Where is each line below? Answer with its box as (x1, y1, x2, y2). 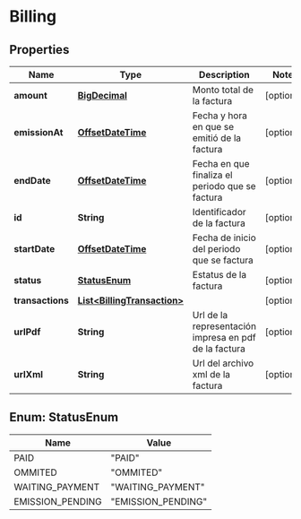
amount (13, 90, 47, 101)
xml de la (192, 368, 231, 380)
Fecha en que (192, 158, 250, 169)
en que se (192, 121, 235, 133)
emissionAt (13, 126, 64, 138)
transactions (13, 294, 69, 307)
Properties (9, 42, 70, 57)
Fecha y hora (192, 109, 248, 122)
